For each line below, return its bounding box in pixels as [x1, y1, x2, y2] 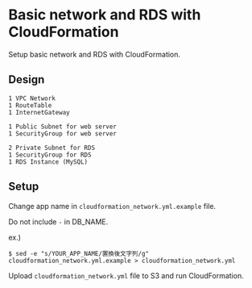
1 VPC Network [8, 94, 56, 102]
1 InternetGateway [8, 108, 70, 116]
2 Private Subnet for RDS [8, 144, 95, 152]
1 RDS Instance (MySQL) [8, 157, 89, 166]
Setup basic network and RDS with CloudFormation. [8, 49, 181, 59]
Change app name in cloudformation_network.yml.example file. [8, 201, 216, 211]
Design [8, 73, 45, 86]
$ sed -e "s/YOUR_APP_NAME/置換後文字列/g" [8, 249, 149, 257]
